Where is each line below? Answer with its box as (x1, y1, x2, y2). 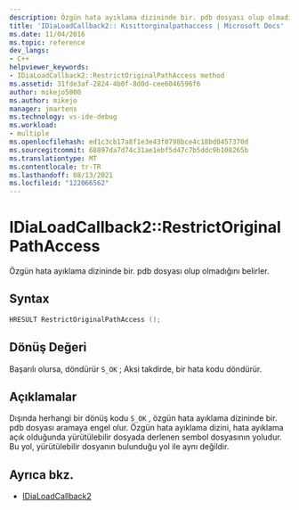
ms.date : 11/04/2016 (9, 29, 86, 38)
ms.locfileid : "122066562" (9, 179, 109, 188)
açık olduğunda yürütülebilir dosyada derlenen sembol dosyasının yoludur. (9, 432, 282, 442)
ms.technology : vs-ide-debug (9, 112, 117, 121)
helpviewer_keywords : (9, 63, 90, 72)
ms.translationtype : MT (9, 153, 98, 163)
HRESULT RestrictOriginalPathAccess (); (9, 315, 162, 324)
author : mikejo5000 (9, 87, 82, 96)
